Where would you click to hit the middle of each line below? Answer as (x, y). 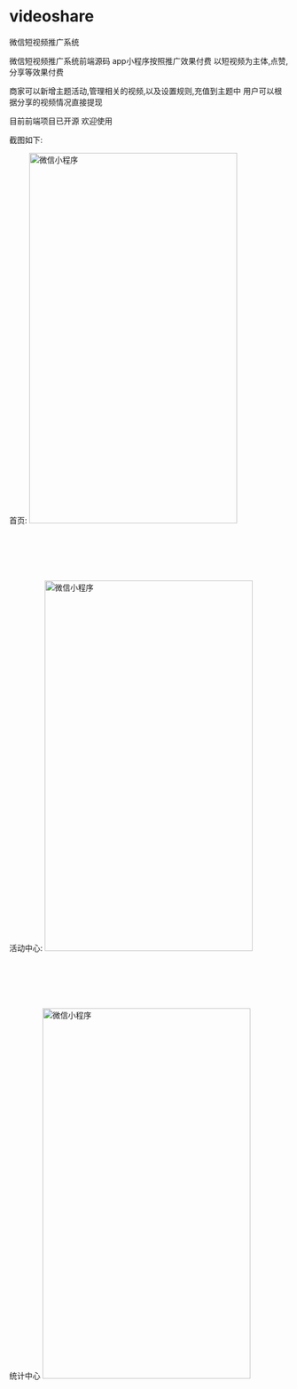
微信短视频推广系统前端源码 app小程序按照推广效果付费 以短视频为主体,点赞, (148, 60)
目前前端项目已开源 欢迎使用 (61, 121)
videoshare (52, 16)
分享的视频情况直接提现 (59, 102)
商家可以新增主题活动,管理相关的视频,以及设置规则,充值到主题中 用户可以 (142, 91)
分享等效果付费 (36, 72)
